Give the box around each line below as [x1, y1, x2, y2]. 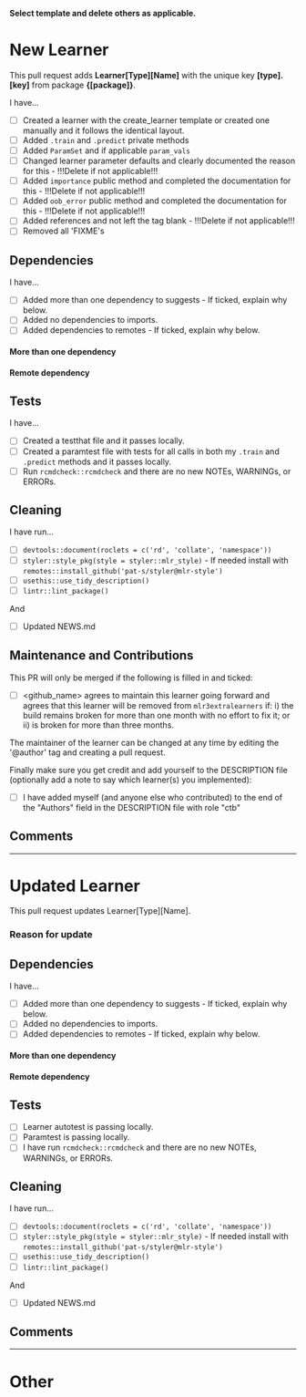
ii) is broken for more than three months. [22, 719, 175, 730]
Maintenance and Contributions [9, 647, 194, 664]
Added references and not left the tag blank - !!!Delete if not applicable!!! [22, 215, 296, 226]
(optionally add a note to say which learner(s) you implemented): [9, 774, 252, 785]
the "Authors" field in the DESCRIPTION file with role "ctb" [22, 802, 241, 812]
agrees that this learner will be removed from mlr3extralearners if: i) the [22, 699, 294, 710]
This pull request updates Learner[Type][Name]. [9, 905, 191, 916]
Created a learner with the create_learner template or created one [22, 114, 270, 126]
